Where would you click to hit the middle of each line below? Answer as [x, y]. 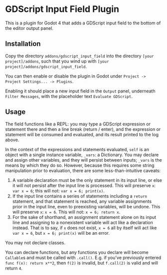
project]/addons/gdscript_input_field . [46, 66]
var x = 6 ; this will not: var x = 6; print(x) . [58, 190]
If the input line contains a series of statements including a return [80, 196]
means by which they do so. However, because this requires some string [80, 165]
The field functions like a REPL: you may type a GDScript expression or [78, 124]
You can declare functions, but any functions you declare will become [77, 252]
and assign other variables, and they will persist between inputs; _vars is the [83, 160]
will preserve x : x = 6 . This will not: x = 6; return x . [66, 212]
